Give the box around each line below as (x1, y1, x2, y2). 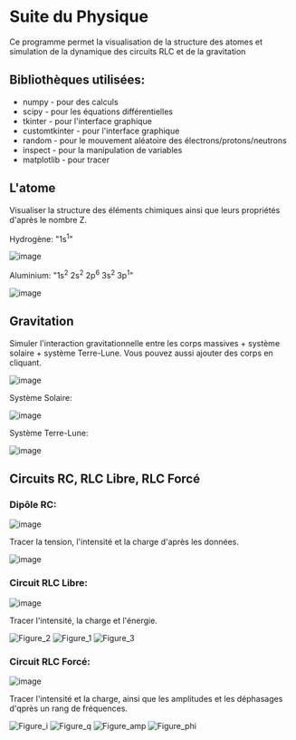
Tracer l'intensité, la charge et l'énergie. (9, 615, 158, 626)
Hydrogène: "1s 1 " (9, 231, 74, 244)
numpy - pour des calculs (22, 96, 119, 107)
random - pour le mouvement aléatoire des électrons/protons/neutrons (22, 134, 287, 146)
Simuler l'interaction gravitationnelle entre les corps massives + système (9, 337, 281, 348)
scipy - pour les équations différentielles (22, 106, 174, 117)
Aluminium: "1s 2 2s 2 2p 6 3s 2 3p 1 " (9, 268, 134, 280)
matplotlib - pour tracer (22, 154, 110, 165)
